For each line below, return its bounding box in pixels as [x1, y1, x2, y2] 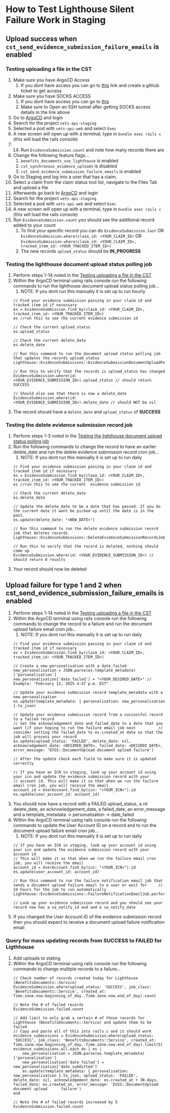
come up [13, 548, 29, 554]
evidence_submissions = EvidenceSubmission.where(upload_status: [13, 1033, 154, 1038]
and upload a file [13, 184, 49, 190]
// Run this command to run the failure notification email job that [13, 878, 163, 884]
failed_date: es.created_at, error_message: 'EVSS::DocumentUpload [13, 1082, 158, 1087]
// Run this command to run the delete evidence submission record [13, 526, 158, 531]
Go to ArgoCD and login [13, 114, 63, 120]
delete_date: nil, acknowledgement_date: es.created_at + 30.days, [13, 1077, 158, 1083]
